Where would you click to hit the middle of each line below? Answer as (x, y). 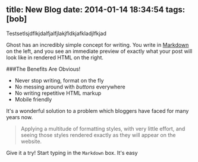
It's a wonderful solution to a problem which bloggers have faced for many (98, 111)
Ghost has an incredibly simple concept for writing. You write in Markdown (98, 45)
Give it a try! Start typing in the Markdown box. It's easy (72, 153)
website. (31, 141)
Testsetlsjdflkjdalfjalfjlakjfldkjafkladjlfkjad (56, 33)
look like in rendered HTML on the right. (55, 57)
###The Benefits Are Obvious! (43, 69)
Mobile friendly (33, 99)
